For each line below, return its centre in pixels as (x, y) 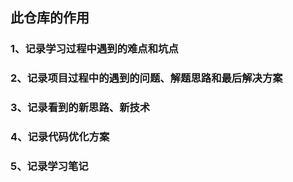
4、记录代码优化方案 (60, 137)
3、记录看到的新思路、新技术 (80, 108)
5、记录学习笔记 (49, 166)
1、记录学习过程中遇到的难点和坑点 (94, 49)
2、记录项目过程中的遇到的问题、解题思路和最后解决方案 (146, 78)
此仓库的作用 (50, 18)
